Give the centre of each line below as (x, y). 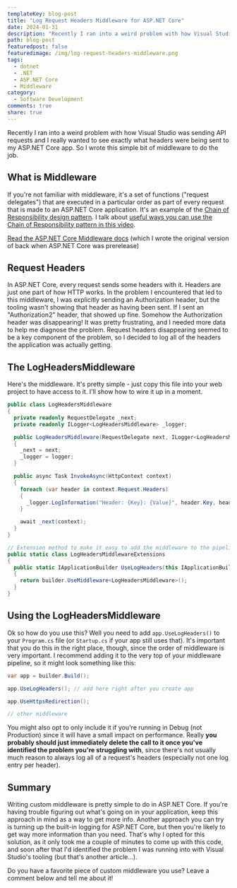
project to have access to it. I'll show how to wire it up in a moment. (105, 392)
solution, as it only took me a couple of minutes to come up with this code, (115, 842)
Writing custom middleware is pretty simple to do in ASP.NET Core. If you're (117, 805)
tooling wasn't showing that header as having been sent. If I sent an (106, 308)
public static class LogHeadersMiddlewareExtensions (86, 554)
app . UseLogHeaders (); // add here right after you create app (101, 689)
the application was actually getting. (60, 345)
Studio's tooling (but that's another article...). (72, 857)
